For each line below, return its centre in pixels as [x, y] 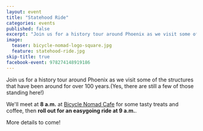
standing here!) [25, 92]
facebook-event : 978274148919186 [48, 62]
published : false [28, 29]
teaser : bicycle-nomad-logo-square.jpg [62, 46]
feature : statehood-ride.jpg [48, 51]
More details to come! [34, 122]
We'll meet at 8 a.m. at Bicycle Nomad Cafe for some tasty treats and [92, 104]
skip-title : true [28, 57]
